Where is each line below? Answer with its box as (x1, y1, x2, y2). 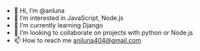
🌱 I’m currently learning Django (13, 21, 103, 29)
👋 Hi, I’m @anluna (13, 7, 65, 14)
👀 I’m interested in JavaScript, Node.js (13, 14, 124, 22)
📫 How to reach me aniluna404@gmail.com (13, 37, 141, 44)
